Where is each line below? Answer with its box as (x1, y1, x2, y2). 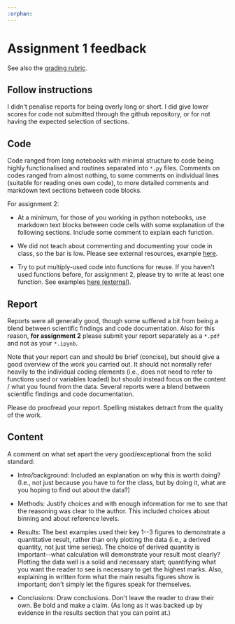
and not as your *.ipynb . (7, 339, 78, 347)
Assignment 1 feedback (7, 40, 147, 56)
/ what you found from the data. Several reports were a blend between (7, 383, 211, 391)
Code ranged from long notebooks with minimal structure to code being (7, 156, 214, 165)
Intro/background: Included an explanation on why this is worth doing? (17, 470, 221, 479)
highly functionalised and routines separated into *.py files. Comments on (7, 164, 220, 172)
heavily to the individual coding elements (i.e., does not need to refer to (7, 367, 213, 376)
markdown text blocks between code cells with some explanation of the (17, 221, 225, 229)
